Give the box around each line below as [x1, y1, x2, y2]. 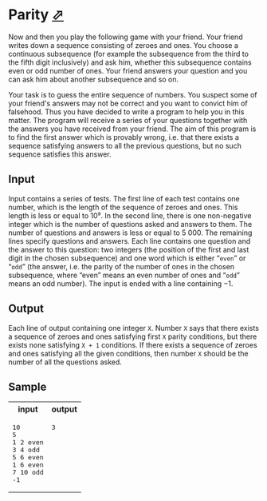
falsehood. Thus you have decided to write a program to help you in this [8, 106, 245, 117]
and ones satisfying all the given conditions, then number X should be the [8, 348, 249, 358]
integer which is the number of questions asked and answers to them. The [8, 219, 253, 229]
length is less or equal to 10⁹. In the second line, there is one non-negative [8, 210, 252, 221]
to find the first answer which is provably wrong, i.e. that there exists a [8, 132, 239, 141]
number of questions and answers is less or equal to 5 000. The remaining [8, 228, 253, 237]
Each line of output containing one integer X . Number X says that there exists [8, 323, 259, 332]
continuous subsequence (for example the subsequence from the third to [8, 49, 249, 58]
